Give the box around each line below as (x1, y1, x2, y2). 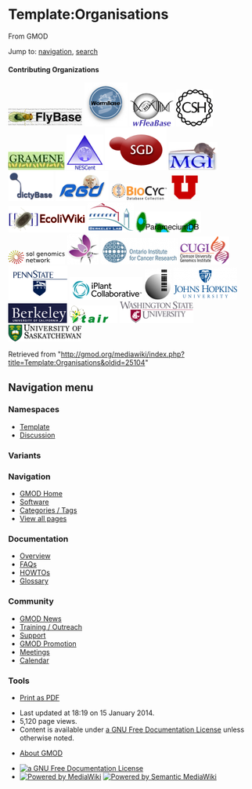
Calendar (19, 656, 49, 665)
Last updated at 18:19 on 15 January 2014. (19, 708, 155, 718)
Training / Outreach (19, 622, 83, 631)
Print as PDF (19, 692, 60, 702)
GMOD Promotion (19, 638, 77, 648)
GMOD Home (19, 489, 63, 499)
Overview (19, 551, 51, 561)
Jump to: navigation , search (8, 46, 98, 56)
